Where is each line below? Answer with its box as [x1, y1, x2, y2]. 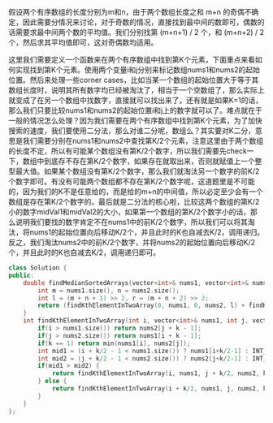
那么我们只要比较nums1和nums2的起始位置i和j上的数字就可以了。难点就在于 [8, 106, 262, 115]
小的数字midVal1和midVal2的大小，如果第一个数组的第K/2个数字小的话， [8, 207, 251, 217]
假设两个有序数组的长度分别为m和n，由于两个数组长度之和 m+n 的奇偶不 [8, 7, 252, 16]
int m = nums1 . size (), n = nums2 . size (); [37, 287, 180, 295]
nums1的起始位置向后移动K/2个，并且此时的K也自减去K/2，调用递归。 [29, 227, 265, 237]
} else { [37, 377, 67, 386]
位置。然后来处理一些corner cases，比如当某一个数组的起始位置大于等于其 [8, 76, 259, 84]
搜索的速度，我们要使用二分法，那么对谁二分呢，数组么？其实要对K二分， [8, 126, 256, 136]
